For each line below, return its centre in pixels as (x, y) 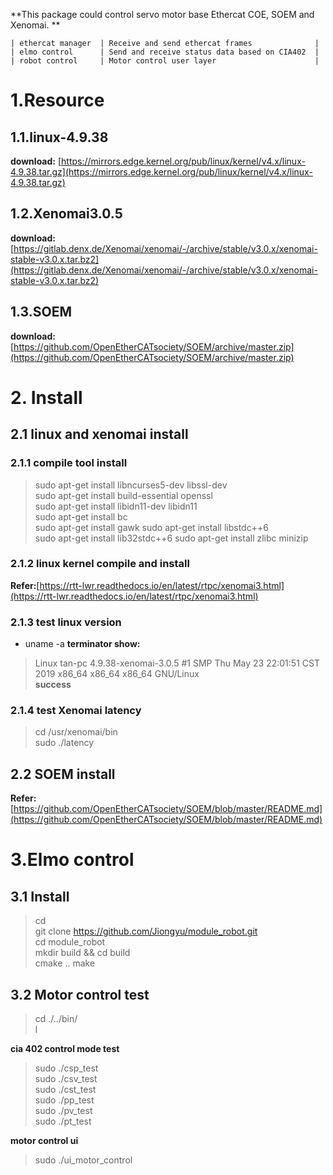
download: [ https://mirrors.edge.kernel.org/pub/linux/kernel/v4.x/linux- (158, 161)
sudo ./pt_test (63, 1121)
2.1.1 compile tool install (69, 463)
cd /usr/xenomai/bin (76, 732)
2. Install (46, 397)
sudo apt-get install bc (81, 516)
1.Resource (57, 100)
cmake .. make (65, 963)
